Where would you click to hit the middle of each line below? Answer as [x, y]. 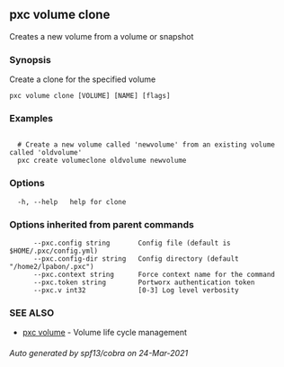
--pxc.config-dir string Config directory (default [136, 259]
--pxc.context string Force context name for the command [154, 274]
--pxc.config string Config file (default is [132, 243]
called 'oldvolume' [46, 153]
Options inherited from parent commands [102, 224]
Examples [31, 119]
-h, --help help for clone [72, 201]
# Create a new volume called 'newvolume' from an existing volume [146, 145]
